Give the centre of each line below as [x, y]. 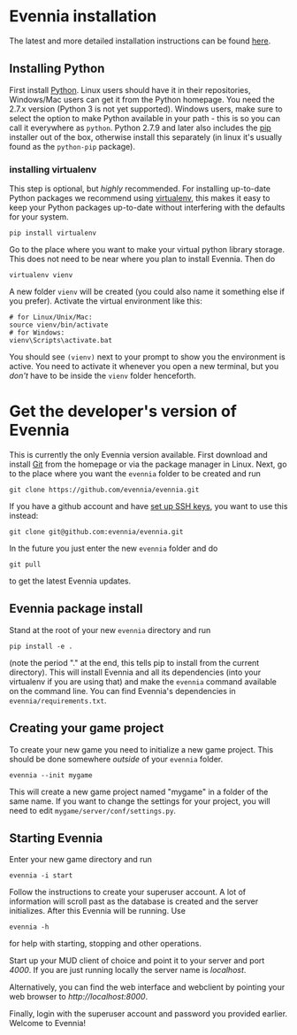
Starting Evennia [56, 838]
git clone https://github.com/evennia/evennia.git [104, 490]
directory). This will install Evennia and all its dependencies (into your [135, 672]
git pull [25, 564]
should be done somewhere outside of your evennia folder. [116, 759]
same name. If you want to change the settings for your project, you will [140, 801]
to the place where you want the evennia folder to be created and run [135, 473]
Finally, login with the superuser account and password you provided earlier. [148, 1014]
